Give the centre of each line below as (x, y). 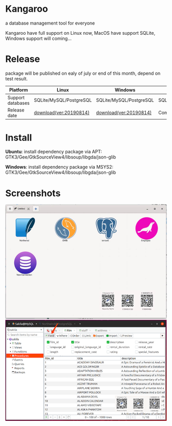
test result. (17, 79)
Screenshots (33, 193)
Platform (19, 90)
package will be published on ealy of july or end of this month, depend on (83, 73)
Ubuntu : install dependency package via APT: (54, 152)
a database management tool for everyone (50, 23)
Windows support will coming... (38, 38)
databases (18, 103)
